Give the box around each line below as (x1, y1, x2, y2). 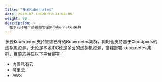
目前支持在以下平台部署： (13, 51, 64, 57)
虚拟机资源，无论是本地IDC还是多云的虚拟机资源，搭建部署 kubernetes (5, 45, 147, 51)
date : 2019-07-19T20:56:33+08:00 (5, 12, 73, 16)
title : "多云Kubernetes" (5, 7, 54, 12)
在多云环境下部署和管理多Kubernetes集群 (9, 25, 82, 30)
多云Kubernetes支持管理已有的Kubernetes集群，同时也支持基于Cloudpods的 (5, 39, 158, 45)
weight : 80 (5, 16, 27, 21)
